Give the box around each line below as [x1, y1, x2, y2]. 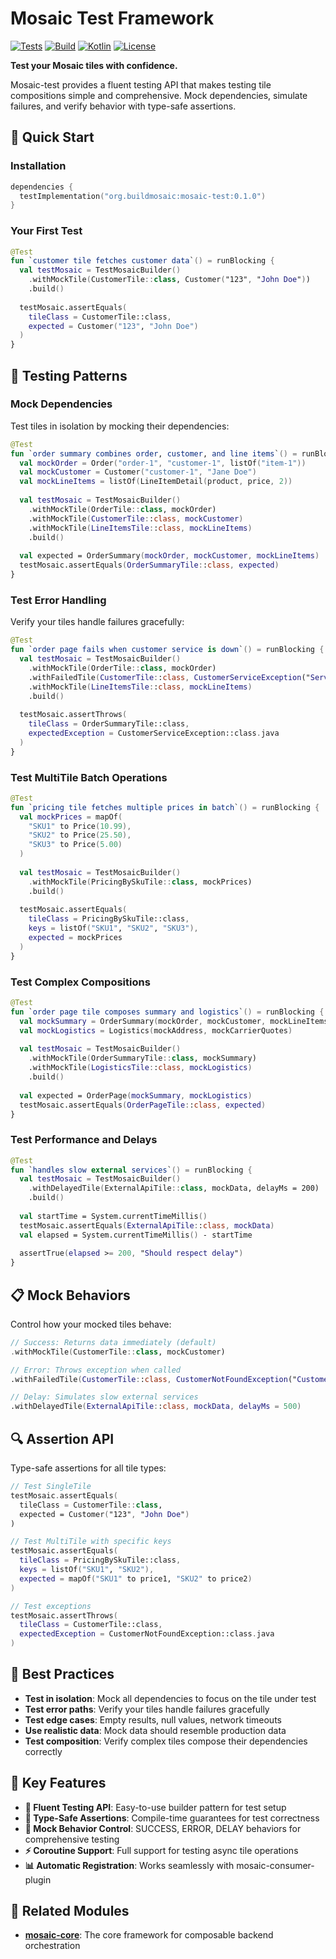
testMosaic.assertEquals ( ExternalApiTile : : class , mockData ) [19, 1220, 275, 1231]
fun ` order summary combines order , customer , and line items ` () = [10, 448, 298, 459]
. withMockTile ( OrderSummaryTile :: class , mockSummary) [28, 1053, 257, 1064]
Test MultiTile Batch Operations [10, 770, 168, 784]
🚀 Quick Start [10, 129, 95, 146]
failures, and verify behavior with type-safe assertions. [10, 100, 237, 112]
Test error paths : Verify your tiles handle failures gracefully [24, 1703, 270, 1715]
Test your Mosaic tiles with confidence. [10, 59, 178, 71]
